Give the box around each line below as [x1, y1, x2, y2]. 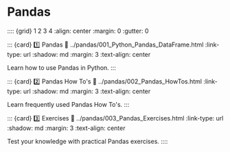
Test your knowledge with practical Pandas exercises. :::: [7, 137, 168, 145]
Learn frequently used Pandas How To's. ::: [7, 100, 130, 108]
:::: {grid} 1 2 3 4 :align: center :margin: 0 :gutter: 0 [7, 27, 149, 35]
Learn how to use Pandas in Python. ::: [7, 63, 117, 72]
